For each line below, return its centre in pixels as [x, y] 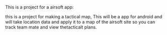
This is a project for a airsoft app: [39, 7]
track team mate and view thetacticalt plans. [51, 27]
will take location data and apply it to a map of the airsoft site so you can [80, 22]
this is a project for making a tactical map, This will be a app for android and [84, 17]
